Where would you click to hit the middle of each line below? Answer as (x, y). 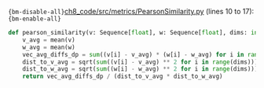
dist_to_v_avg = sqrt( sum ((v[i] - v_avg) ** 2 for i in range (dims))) (140, 62)
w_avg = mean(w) (49, 47)
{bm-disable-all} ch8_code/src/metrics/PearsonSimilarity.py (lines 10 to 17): (131, 11)
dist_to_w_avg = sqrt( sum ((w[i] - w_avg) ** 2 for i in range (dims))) (140, 69)
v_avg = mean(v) (49, 40)
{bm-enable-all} (35, 19)
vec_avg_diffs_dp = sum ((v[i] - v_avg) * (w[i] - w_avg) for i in (133, 54)
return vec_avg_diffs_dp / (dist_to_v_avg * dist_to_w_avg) (123, 77)
